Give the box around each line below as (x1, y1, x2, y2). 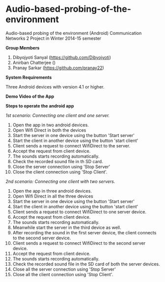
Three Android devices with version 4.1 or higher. (5, 84, 105, 89)
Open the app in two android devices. (12, 122, 89, 128)
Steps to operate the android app (5, 103, 74, 109)
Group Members (5, 45, 40, 51)
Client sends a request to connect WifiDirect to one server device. (12, 209, 147, 215)
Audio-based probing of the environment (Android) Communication (5, 30, 142, 36)
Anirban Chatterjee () (12, 59, 56, 65)
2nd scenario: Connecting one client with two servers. (5, 178, 115, 184)
